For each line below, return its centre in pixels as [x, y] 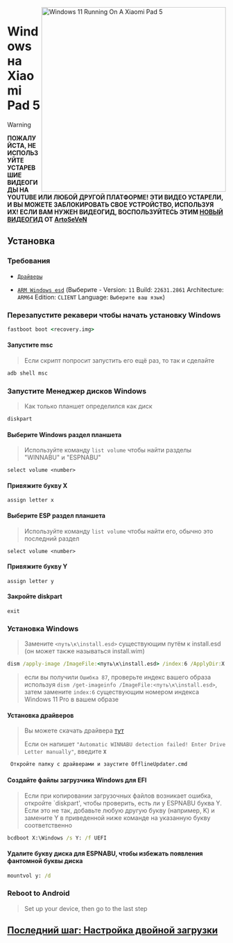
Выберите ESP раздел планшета [57, 516]
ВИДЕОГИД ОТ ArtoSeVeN [47, 219]
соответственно [48, 825]
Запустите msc [30, 345]
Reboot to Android [39, 894]
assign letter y [31, 581]
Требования [29, 261]
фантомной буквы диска [45, 860]
